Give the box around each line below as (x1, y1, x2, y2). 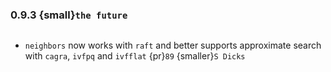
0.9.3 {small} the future (10, 8, 128, 22)
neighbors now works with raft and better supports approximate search (24, 39, 322, 52)
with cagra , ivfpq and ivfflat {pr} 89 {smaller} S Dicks (24, 50, 246, 62)
